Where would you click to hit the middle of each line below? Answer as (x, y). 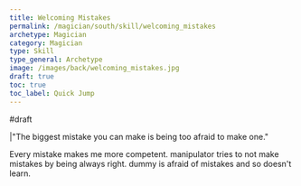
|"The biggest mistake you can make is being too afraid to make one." (139, 136)
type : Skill (32, 51)
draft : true (32, 77)
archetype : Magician (48, 34)
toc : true (28, 85)
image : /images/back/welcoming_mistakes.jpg (94, 69)
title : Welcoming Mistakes (60, 18)
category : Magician (46, 43)
